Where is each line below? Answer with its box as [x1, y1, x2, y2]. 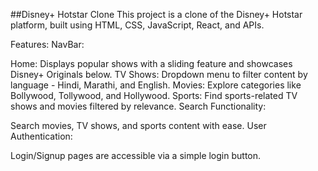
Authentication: [10, 130, 73, 142]
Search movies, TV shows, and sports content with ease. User [10, 120, 267, 131]
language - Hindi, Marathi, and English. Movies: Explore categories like [10, 79, 302, 91]
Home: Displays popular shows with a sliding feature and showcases [10, 58, 293, 69]
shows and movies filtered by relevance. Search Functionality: [10, 100, 267, 112]
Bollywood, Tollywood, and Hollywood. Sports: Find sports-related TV [10, 90, 298, 101]
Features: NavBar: [10, 39, 85, 50]
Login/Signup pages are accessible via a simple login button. [10, 150, 262, 161]
